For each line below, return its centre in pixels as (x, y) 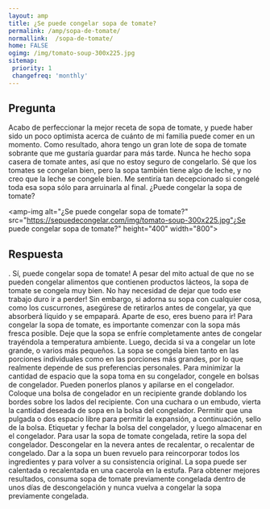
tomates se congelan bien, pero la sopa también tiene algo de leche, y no (130, 171)
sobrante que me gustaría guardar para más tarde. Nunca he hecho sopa (130, 153)
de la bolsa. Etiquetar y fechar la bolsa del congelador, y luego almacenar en (135, 428)
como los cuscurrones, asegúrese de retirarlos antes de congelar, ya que (130, 308)
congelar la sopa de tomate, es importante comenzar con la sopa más (124, 325)
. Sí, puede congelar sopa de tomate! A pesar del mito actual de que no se (131, 274)
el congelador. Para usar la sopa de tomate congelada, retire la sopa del (128, 437)
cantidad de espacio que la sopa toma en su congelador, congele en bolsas (134, 376)
